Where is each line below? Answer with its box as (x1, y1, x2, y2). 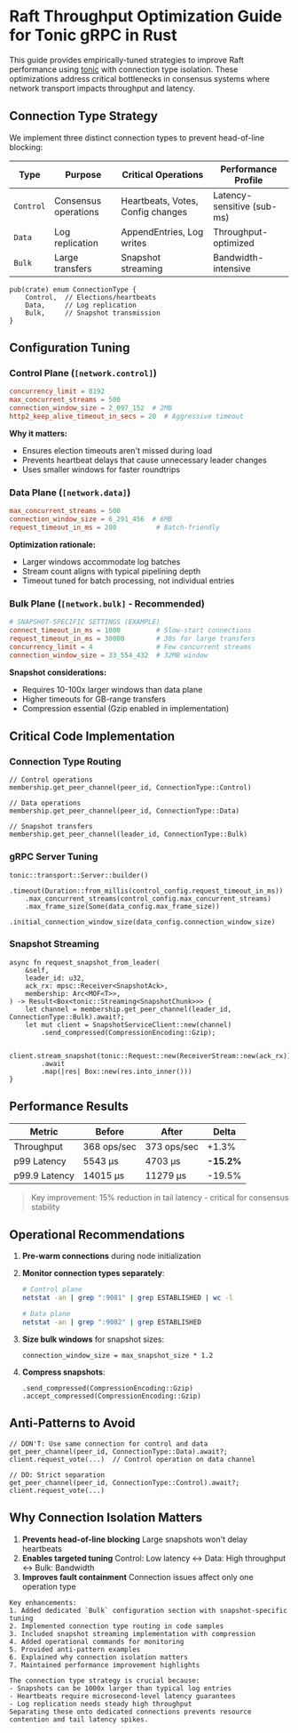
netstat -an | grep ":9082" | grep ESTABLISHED (21, 1318, 202, 1327)
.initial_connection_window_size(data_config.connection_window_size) (9, 918, 276, 927)
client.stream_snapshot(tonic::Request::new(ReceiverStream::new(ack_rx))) (9, 1051, 295, 1060)
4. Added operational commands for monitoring (9, 1637, 184, 1646)
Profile (234, 173, 263, 186)
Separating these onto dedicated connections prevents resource (9, 1707, 252, 1716)
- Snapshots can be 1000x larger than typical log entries (9, 1683, 232, 1693)
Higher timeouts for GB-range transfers (21, 694, 167, 704)
